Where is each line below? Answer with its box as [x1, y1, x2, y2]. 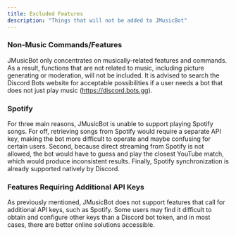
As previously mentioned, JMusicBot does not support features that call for [7, 198, 225, 206]
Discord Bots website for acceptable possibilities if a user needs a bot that [7, 78, 223, 87]
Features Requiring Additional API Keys [7, 182, 144, 192]
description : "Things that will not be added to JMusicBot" [7, 17, 188, 24]
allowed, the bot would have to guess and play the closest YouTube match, [7, 149, 224, 159]
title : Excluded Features [7, 10, 83, 18]
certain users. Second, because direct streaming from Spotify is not [7, 142, 204, 151]
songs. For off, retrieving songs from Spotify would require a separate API [7, 128, 222, 136]
